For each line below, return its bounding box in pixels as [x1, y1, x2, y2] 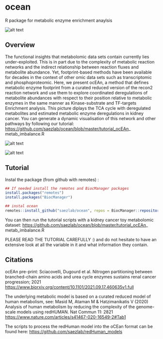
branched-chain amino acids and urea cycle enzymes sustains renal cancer [5, 274, 156, 279]
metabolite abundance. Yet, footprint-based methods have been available [5, 69, 152, 75]
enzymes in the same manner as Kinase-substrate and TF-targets [5, 100, 137, 106]
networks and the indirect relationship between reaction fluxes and [5, 64, 139, 70]
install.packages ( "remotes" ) [5, 190, 64, 195]
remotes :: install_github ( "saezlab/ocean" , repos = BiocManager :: [5, 208, 140, 213]
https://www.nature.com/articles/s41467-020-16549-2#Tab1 [5, 314, 126, 320]
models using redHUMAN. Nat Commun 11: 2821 [16, 309, 113, 315]
